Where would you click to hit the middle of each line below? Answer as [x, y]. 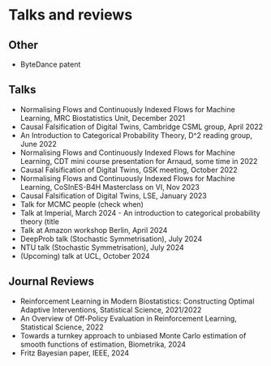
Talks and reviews [71, 15]
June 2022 [38, 144]
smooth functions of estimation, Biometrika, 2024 [103, 344]
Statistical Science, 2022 [62, 327]
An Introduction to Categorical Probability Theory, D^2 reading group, [136, 135]
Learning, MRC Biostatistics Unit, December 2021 [103, 118]
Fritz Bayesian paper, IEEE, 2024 [75, 353]
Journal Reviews [52, 282]
